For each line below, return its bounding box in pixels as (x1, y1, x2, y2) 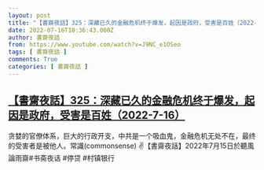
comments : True (8, 56, 58, 64)
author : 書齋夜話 (8, 33, 60, 42)
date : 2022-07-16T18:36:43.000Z (8, 26, 114, 34)
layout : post (8, 11, 51, 20)
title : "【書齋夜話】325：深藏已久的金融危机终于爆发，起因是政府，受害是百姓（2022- (8, 19, 258, 27)
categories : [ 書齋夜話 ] (8, 63, 89, 71)
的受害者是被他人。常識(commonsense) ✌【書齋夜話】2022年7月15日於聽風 (8, 141, 255, 150)
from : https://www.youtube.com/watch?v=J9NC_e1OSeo (8, 41, 181, 49)
